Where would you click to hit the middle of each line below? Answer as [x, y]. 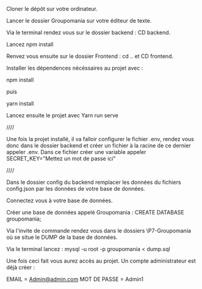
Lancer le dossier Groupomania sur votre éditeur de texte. [79, 20]
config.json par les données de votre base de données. [76, 188]
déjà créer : [21, 267]
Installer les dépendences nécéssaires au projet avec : [75, 68]
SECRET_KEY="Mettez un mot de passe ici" [61, 159]
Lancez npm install [30, 44]
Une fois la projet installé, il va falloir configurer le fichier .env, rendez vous [100, 139]
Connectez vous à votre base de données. [60, 200]
